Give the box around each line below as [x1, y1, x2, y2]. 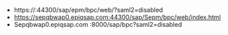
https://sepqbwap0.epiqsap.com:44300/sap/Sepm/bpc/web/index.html [13, 13, 221, 21]
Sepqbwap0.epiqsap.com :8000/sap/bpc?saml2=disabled [13, 21, 182, 28]
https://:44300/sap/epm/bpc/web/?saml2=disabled [13, 6, 163, 14]
